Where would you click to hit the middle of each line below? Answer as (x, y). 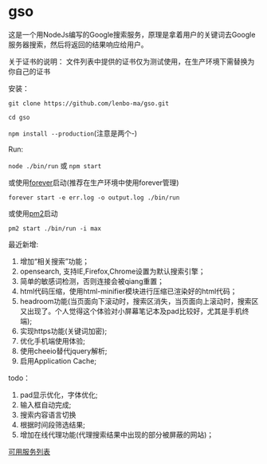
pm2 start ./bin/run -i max (55, 228)
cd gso (19, 117)
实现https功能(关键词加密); (63, 331)
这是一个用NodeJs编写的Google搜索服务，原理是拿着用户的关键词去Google (132, 34)
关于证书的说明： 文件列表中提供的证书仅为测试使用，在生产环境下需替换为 (132, 61)
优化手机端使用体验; (53, 340)
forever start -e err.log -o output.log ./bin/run (94, 198)
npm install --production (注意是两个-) (73, 133)
